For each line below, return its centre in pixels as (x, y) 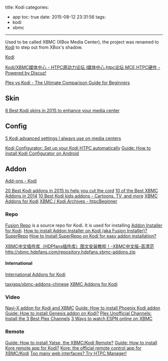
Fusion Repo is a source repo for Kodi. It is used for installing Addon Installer (84, 225)
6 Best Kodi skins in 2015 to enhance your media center (62, 110)
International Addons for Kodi (35, 274)
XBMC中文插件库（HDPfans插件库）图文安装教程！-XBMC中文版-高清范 (79, 246)
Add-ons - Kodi (21, 181)
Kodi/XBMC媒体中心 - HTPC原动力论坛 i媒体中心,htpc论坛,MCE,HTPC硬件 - (83, 67)
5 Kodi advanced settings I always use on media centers (63, 138)
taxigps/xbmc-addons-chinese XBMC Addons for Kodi (61, 284)
